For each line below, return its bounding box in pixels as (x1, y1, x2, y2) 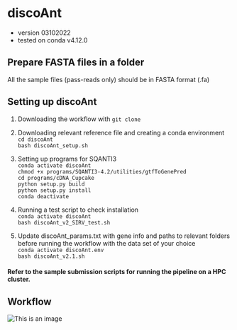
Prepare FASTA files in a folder (7, 57, 145, 69)
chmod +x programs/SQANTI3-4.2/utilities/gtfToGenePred (17, 168, 187, 175)
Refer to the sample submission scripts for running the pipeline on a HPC (7, 268, 226, 276)
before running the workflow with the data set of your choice (17, 239, 196, 247)
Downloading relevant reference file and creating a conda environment (17, 128, 225, 137)
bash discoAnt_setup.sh (17, 142, 89, 149)
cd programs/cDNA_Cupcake (17, 174, 94, 181)
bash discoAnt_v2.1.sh (17, 253, 85, 260)
